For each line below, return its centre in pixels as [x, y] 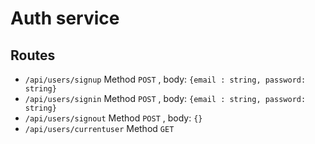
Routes [33, 55]
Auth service [65, 18]
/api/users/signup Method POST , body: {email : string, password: [165, 79]
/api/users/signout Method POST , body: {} [113, 118]
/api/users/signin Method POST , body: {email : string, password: [165, 98]
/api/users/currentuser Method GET [99, 128]
